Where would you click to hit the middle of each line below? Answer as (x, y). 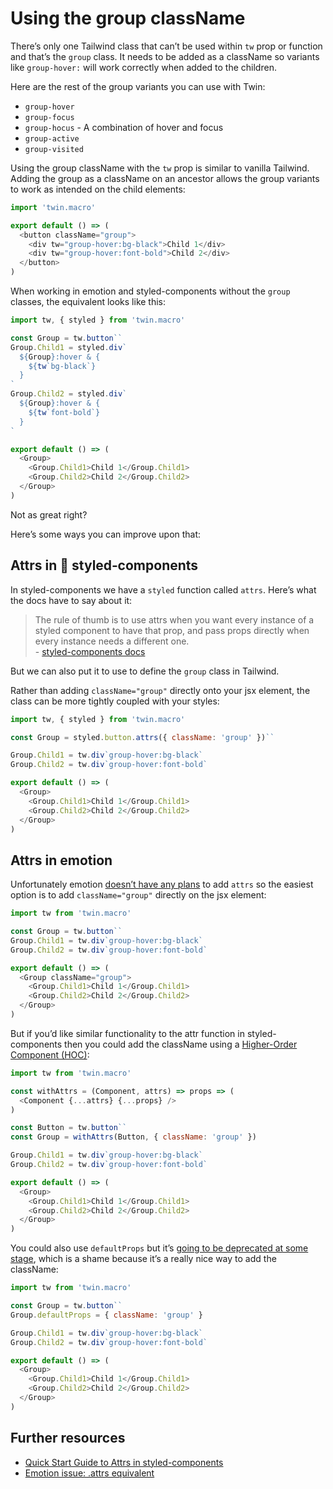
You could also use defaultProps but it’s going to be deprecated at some (159, 1248)
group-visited (54, 149)
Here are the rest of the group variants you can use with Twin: (138, 86)
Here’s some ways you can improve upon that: (106, 534)
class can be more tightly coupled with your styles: (115, 701)
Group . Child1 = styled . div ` (69, 347)
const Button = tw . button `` (69, 1128)
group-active (52, 138)
